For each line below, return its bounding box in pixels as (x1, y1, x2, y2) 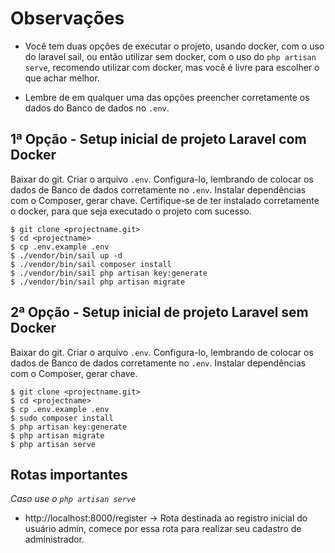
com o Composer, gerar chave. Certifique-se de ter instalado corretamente (10, 194, 320, 206)
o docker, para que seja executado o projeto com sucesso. (10, 205, 252, 217)
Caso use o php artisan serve (10, 493, 137, 505)
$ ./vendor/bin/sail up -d (10, 250, 123, 261)
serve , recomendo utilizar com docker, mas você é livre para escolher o (24, 61, 320, 73)
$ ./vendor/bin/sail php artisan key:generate (10, 268, 208, 278)
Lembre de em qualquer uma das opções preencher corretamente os (24, 91, 310, 103)
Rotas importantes (10, 466, 128, 483)
